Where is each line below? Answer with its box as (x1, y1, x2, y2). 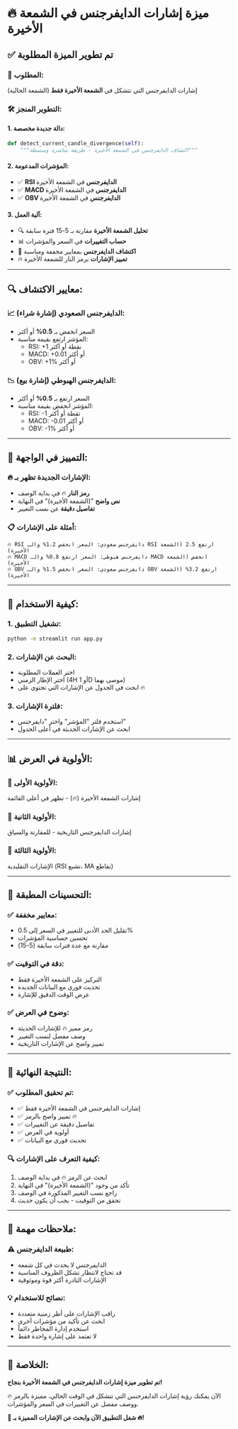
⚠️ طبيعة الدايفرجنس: (7, 1244, 74, 1254)
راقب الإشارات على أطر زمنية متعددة (17, 1309, 115, 1318)
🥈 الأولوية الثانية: (7, 812, 57, 821)
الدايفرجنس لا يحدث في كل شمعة (17, 1260, 107, 1269)
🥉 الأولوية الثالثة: (7, 846, 57, 855)
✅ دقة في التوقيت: (7, 959, 65, 969)
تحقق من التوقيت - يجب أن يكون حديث (17, 1195, 121, 1205)
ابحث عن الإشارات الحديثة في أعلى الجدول (17, 724, 131, 734)
